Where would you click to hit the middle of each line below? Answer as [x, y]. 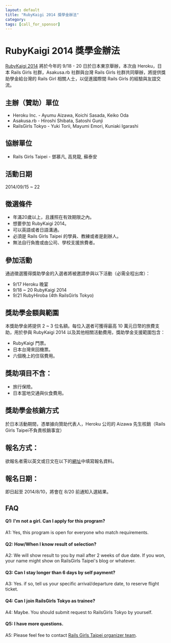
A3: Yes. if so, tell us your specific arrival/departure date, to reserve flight [82, 584]
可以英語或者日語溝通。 [37, 230]
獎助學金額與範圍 [32, 313]
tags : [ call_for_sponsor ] [33, 24]
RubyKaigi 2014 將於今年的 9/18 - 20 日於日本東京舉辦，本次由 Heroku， [81, 66]
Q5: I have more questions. [34, 624]
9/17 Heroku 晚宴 [30, 284]
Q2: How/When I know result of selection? [51, 544]
